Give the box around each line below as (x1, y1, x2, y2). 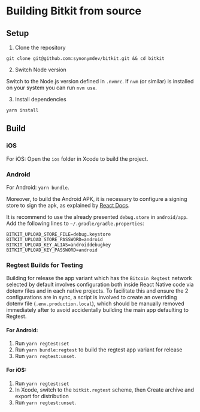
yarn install (6, 107, 39, 113)
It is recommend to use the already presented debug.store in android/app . (6, 213, 188, 220)
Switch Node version (14, 66, 67, 73)
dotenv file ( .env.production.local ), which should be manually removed (6, 300, 184, 307)
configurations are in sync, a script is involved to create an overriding (6, 294, 177, 301)
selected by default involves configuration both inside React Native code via (6, 281, 194, 288)
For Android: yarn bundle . (6, 184, 69, 191)
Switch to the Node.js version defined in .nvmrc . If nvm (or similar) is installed (6, 78, 194, 85)
